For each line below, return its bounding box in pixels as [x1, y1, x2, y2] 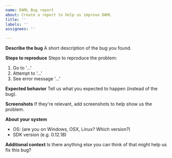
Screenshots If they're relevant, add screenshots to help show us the [5, 101, 152, 107]
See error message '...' [12, 76, 61, 82]
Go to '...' [12, 65, 32, 71]
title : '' [5, 17, 27, 22]
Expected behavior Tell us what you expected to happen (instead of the [5, 85, 158, 92]
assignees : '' [5, 27, 36, 32]
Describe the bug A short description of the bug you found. [5, 45, 132, 51]
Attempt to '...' [12, 70, 43, 77]
